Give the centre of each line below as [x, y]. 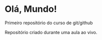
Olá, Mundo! [31, 9]
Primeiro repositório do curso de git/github [49, 23]
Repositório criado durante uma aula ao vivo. [51, 32]
